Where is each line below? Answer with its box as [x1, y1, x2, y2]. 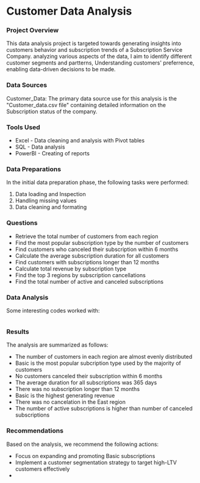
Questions [6, 219, 38, 227]
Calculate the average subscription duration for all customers [15, 252, 170, 259]
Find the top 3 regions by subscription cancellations [15, 271, 146, 278]
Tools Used [6, 123, 41, 132]
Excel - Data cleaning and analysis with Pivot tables [15, 137, 145, 144]
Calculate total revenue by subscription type [15, 265, 127, 272]
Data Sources [6, 81, 48, 90]
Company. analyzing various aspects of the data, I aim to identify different [6, 53, 192, 60]
